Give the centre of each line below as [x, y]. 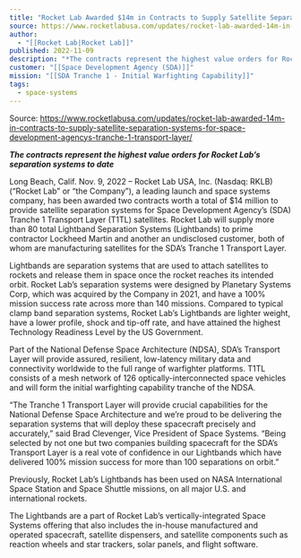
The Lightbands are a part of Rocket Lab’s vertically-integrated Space [138, 515]
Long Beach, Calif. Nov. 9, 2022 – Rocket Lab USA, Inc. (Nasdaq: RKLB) [141, 181]
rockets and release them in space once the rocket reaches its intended [142, 275]
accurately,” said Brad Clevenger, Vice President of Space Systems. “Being [148, 433]
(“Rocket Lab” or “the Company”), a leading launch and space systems [140, 191]
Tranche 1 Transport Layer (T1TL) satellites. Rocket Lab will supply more [142, 219]
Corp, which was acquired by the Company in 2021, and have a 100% [138, 294]
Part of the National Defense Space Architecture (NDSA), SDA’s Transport [145, 349]
